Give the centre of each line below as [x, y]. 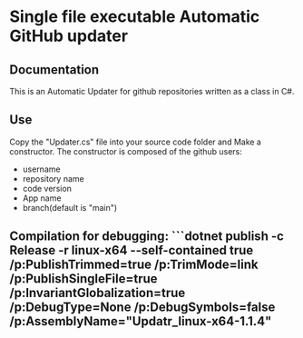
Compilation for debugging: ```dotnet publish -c [147, 237]
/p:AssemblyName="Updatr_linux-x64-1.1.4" [141, 321]
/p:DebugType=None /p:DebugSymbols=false [142, 308]
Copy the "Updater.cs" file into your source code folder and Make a [135, 142]
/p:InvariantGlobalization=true [98, 293]
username [41, 169]
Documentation [54, 70]
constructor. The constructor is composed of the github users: [126, 151]
